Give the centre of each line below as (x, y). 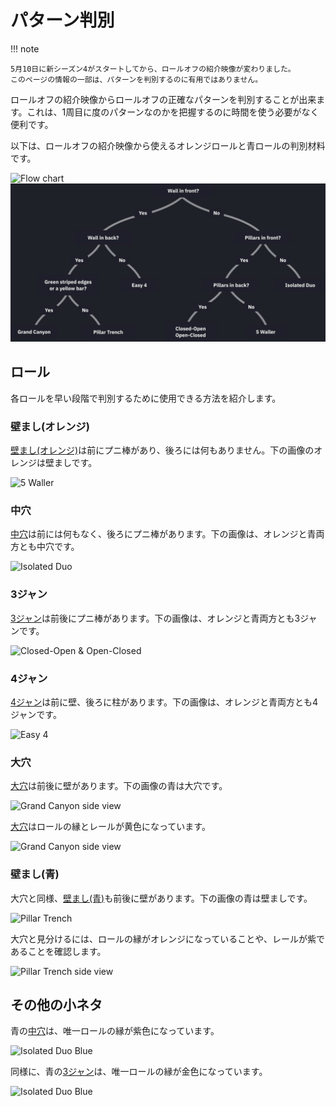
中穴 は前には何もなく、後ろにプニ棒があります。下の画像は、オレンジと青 (163, 534)
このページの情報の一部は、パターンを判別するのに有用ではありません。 (136, 79)
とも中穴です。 (49, 547)
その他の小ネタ (56, 1004)
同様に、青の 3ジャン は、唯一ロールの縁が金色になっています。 (139, 1072)
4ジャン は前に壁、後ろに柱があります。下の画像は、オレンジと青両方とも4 (164, 702)
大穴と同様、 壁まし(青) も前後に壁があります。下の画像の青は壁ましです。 (161, 898)
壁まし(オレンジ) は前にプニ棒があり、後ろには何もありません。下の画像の (162, 450)
